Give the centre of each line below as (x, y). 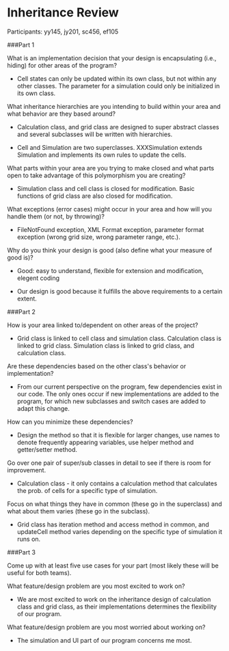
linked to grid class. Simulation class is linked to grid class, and (106, 345)
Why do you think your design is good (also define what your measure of (110, 250)
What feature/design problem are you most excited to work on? (96, 586)
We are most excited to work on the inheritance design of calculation (114, 599)
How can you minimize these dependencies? (70, 422)
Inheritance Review (63, 13)
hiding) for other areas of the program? (62, 65)
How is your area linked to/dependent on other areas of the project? (103, 325)
